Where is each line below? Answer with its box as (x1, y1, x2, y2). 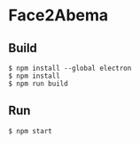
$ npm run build (8, 80, 68, 88)
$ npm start (8, 126, 52, 135)
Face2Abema (8, 5, 109, 26)
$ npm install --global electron (8, 64, 132, 72)
